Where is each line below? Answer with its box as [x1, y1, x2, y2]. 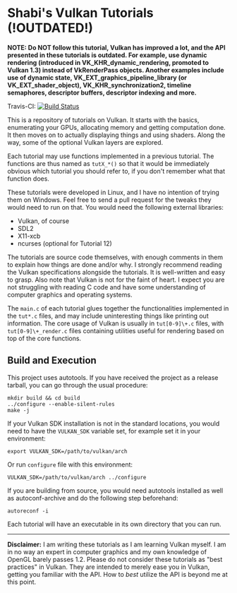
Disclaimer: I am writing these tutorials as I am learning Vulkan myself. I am [7, 540, 227, 549]
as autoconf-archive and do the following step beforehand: [7, 493, 178, 502]
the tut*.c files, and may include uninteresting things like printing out [7, 311, 209, 320]
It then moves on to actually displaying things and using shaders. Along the [7, 131, 226, 139]
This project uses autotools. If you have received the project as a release [7, 373, 219, 382]
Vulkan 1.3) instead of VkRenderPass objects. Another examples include [7, 66, 224, 74]
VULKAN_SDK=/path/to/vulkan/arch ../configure [7, 474, 147, 481]
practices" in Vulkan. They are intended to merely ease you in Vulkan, [7, 563, 210, 571]
